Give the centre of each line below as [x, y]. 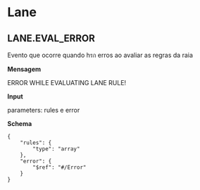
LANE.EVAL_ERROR [51, 38]
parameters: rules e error [44, 110]
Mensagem [24, 69]
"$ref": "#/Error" [60, 167]
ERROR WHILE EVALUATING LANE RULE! [67, 83]
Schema [20, 123]
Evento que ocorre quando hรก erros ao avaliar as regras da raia [100, 55]
